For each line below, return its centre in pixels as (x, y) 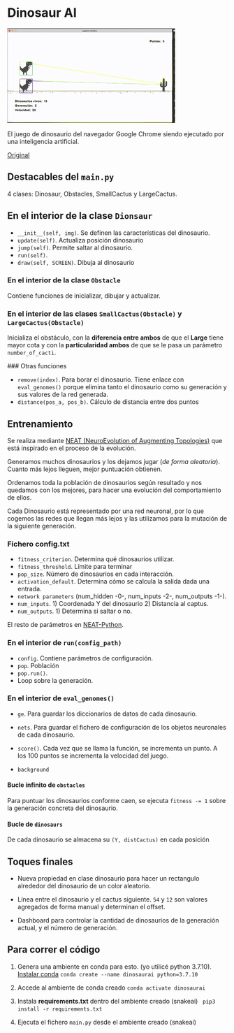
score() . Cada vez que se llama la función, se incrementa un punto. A (117, 748)
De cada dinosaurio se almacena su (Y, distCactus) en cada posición (108, 839)
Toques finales (40, 861)
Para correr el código (54, 949)
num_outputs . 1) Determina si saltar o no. (75, 611)
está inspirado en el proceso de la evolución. (72, 448)
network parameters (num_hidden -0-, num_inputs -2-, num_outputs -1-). (122, 596)
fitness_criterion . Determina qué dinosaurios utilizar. (96, 559)
